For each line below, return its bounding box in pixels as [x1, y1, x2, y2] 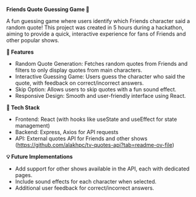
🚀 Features [6, 48, 34, 56]
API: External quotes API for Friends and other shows [15, 135, 148, 142]
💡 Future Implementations [6, 153, 73, 160]
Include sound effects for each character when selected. [15, 178, 157, 185]
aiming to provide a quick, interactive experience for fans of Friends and [6, 30, 186, 37]
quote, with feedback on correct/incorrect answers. [15, 79, 144, 86]
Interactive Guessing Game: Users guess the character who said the [15, 73, 186, 80]
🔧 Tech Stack [6, 104, 41, 111]
